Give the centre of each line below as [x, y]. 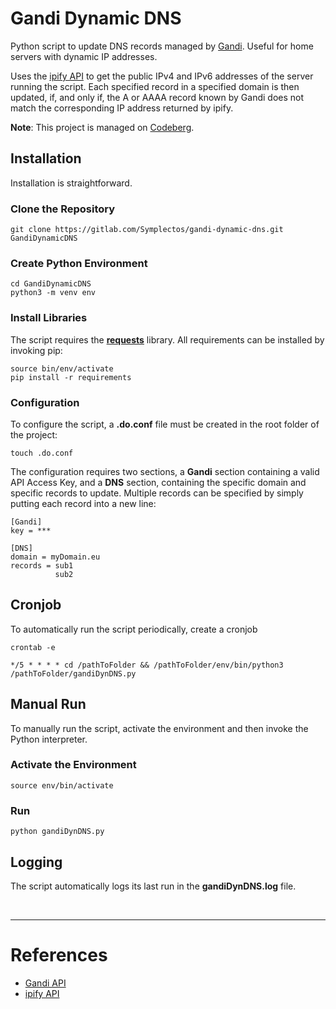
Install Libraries [49, 318]
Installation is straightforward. [71, 183]
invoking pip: [36, 350]
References [59, 955]
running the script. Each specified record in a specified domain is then [155, 86]
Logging [36, 862]
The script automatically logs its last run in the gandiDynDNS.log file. [153, 886]
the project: [34, 434]
